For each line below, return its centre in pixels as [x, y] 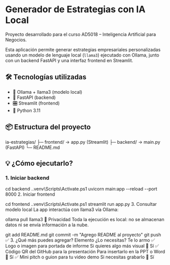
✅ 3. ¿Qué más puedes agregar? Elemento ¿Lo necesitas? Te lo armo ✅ [80, 240]
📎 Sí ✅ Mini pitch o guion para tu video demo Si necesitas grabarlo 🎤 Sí [80, 257]
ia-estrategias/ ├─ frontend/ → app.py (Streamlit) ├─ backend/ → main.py [83, 142]
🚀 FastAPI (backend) [34, 97]
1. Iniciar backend [27, 178]
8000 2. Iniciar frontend [30, 194]
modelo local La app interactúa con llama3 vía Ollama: [62, 209]
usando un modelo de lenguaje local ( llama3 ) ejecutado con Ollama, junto [82, 55]
